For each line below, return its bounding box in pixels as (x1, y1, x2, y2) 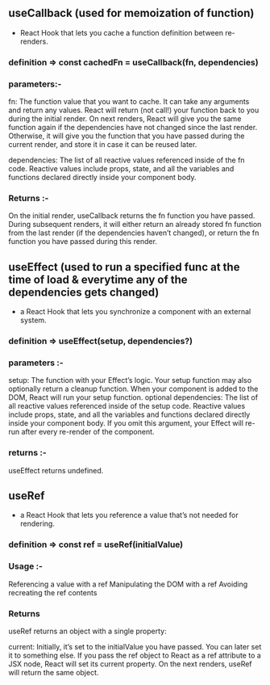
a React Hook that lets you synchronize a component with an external (19, 307, 251, 317)
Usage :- (8, 561, 43, 572)
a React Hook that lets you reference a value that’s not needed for (19, 511, 239, 520)
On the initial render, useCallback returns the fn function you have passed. (8, 211, 255, 221)
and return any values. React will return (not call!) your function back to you (8, 105, 260, 116)
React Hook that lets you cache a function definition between (19, 27, 224, 37)
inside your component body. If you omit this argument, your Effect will (8, 418, 244, 428)
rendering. (19, 519, 55, 528)
